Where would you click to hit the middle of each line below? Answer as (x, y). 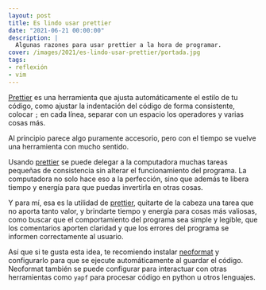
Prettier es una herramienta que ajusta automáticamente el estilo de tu (123, 97)
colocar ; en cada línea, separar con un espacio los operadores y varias (126, 114)
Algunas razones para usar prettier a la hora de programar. (119, 45)
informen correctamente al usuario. (66, 236)
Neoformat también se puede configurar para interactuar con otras (118, 269)
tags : (17, 60)
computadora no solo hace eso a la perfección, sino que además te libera (129, 179)
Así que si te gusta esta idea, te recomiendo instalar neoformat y (114, 252)
